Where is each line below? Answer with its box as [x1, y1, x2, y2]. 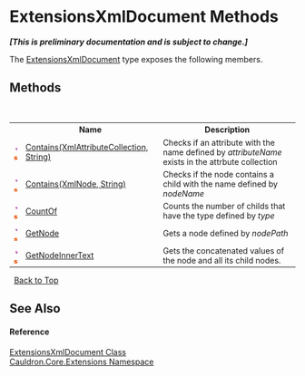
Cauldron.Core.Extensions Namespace [9, 356, 154, 367]
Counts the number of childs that [162, 201, 286, 211]
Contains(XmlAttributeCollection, [25, 142, 149, 152]
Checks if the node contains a [162, 169, 274, 179]
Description [204, 124, 251, 135]
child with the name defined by [162, 178, 279, 189]
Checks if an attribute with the [162, 137, 275, 148]
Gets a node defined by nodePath [162, 227, 289, 238]
